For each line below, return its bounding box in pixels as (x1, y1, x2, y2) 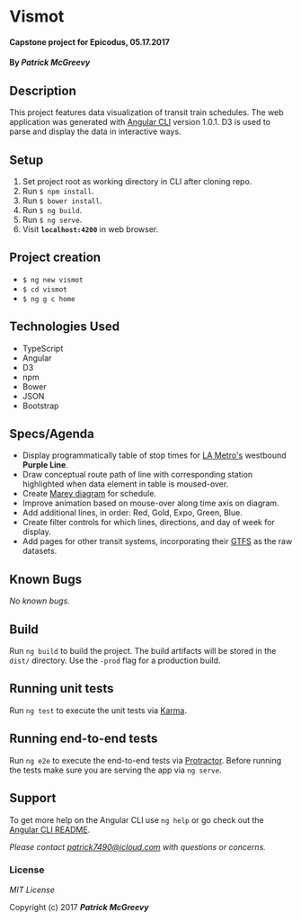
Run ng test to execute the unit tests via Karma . (9, 704, 187, 716)
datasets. (22, 546, 58, 557)
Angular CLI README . (9, 824, 91, 835)
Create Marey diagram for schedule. (22, 488, 157, 499)
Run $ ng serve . (22, 214, 83, 225)
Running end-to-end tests (9, 731, 158, 747)
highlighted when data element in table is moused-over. (22, 478, 229, 489)
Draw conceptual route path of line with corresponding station (22, 469, 253, 480)
